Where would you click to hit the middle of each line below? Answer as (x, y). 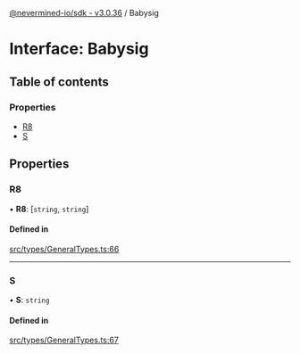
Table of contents (59, 82)
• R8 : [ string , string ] (49, 209)
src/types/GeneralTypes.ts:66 (64, 249)
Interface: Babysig (79, 49)
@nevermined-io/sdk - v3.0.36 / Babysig (84, 13)
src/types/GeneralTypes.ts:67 (64, 340)
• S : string (29, 300)
